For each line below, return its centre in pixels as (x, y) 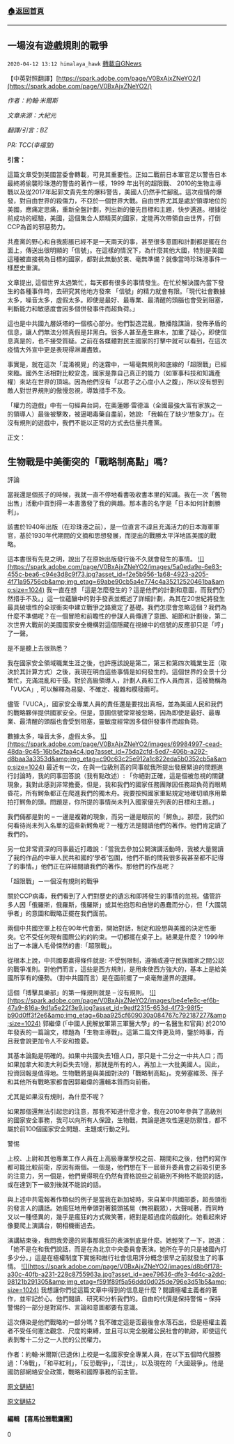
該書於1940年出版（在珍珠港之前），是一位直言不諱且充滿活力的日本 (104, 527)
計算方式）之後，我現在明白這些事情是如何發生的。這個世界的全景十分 (126, 671)
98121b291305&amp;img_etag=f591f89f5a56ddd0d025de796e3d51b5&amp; (117, 1281)
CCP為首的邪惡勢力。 (38, 227)
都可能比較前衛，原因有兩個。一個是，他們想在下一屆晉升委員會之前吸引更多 (117, 1167)
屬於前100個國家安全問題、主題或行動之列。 (70, 1128)
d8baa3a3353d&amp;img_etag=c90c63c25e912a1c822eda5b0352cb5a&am (117, 759)
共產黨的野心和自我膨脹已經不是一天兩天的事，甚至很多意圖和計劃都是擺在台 (117, 242)
